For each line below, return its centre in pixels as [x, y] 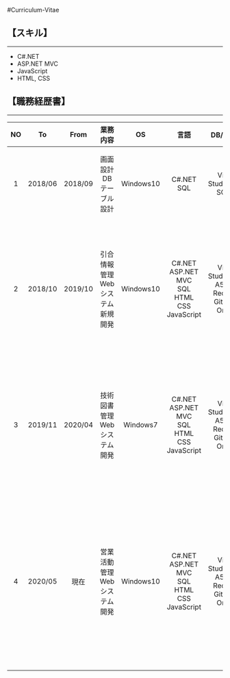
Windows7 [140, 425]
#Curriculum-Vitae [33, 10]
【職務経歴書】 [39, 102]
